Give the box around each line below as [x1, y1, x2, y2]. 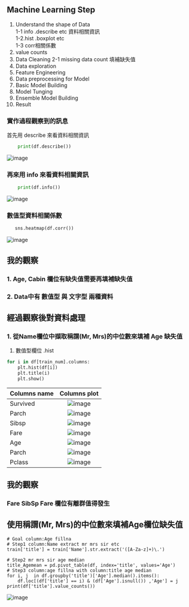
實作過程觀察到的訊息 [7, 116, 68, 125]
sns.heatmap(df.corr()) [14, 225, 74, 232]
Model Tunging [15, 88, 53, 95]
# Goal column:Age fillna [7, 536, 71, 542]
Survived [10, 399, 35, 408]
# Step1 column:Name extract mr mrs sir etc [7, 541, 120, 547]
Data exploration [15, 62, 56, 70]
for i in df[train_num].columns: [7, 359, 90, 365]
